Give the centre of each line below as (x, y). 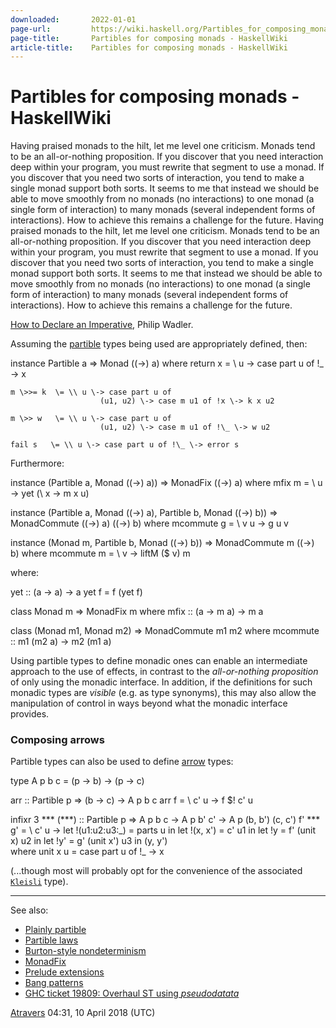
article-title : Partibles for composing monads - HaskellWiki (149, 47)
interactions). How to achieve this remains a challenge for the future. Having (167, 220)
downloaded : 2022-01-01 (73, 19)
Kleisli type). (39, 882)
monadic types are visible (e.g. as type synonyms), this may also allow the (163, 693)
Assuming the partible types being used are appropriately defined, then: (159, 344)
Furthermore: (37, 463)
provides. (30, 714)
